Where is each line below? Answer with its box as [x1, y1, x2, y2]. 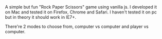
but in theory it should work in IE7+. [5, 14, 76, 20]
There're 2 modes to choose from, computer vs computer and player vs [5, 24, 149, 29]
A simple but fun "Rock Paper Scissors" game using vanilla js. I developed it [5, 4, 157, 10]
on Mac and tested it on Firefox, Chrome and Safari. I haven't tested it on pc [5, 9, 157, 15]
